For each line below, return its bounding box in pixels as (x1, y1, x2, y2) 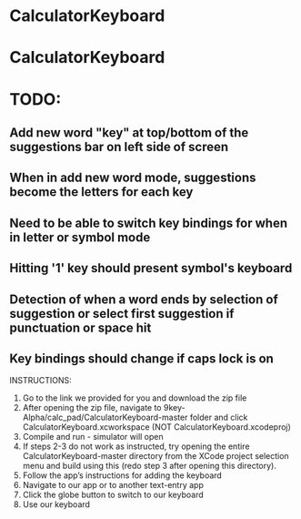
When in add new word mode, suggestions (9, 170, 256, 186)
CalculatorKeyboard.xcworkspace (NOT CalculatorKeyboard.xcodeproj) (22, 422, 291, 432)
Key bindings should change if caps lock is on (9, 351, 275, 366)
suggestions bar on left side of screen (9, 138, 229, 155)
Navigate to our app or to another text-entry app (22, 480, 205, 491)
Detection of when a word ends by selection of (9, 291, 279, 307)
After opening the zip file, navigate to (22, 402, 162, 413)
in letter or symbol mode (9, 229, 151, 245)
